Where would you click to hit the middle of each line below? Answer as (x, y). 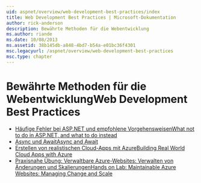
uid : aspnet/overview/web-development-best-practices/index (83, 12)
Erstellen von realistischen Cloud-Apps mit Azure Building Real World (100, 147)
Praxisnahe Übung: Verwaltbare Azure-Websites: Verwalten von (94, 161)
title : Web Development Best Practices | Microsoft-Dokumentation (91, 17)
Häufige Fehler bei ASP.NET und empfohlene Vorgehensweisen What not (104, 129)
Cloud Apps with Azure (44, 154)
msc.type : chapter (29, 57)
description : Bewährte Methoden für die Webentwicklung (78, 29)
